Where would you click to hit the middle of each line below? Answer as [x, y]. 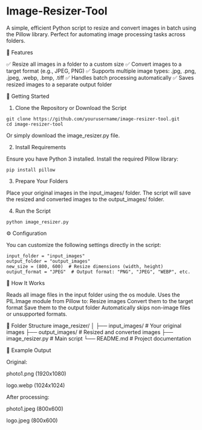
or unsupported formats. [37, 314]
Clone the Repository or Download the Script [71, 107]
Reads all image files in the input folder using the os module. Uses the [93, 295]
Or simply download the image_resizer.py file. [63, 135]
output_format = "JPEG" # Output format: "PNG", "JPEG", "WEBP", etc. [98, 272]
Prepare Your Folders [41, 181]
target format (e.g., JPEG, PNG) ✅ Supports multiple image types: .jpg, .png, [101, 71]
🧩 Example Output [29, 350]
